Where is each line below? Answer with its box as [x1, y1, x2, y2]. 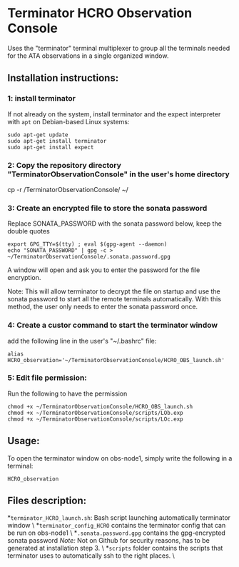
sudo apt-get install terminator [7, 137, 107, 144]
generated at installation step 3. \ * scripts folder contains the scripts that [7, 544, 223, 553]
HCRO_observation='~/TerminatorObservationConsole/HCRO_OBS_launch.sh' [7, 356, 225, 363]
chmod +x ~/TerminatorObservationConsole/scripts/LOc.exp [7, 416, 183, 423]
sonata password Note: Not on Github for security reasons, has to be [7, 536, 210, 545]
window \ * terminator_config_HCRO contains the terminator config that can [7, 521, 226, 530]
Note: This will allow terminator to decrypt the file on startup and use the [7, 287, 220, 296]
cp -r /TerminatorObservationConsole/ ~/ [7, 185, 128, 194]
